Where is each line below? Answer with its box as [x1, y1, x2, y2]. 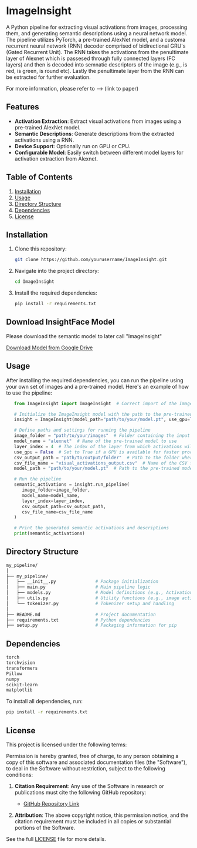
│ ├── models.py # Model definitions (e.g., [6, 590, 164, 596]
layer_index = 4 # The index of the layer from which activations [13, 443, 182, 449]
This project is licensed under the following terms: [6, 741, 127, 748]
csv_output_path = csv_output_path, [21, 503, 107, 509]
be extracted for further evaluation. [6, 74, 91, 81]
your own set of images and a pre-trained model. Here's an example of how [6, 383, 189, 390]
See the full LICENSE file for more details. [6, 835, 107, 842]
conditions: [6, 771, 33, 778]
